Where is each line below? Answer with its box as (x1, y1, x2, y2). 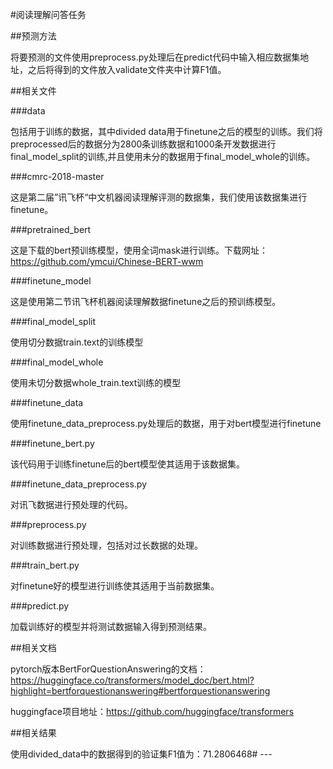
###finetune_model (10, 275, 92, 287)
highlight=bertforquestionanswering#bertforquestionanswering (10, 685, 271, 697)
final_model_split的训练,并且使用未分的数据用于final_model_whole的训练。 (10, 151, 316, 162)
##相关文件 (10, 85, 57, 97)
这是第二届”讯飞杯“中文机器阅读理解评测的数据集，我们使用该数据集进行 (10, 191, 308, 203)
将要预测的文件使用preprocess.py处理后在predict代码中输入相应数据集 (10, 51, 301, 63)
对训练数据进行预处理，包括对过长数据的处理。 (10, 539, 203, 551)
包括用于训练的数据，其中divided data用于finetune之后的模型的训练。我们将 (10, 126, 323, 137)
